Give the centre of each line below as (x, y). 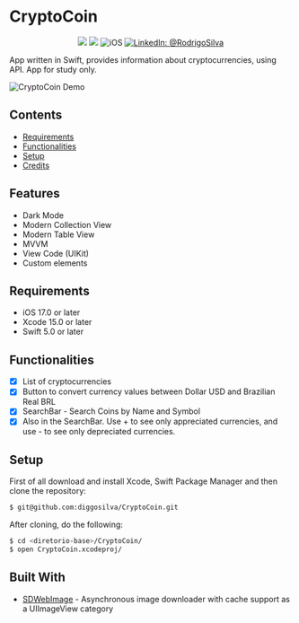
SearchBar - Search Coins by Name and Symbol (111, 411)
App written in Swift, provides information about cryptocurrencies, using (143, 59)
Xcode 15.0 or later (57, 322)
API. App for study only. (53, 69)
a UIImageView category (68, 609)
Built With (37, 578)
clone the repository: (48, 491)
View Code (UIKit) (56, 253)
